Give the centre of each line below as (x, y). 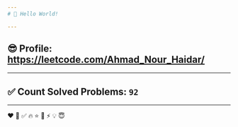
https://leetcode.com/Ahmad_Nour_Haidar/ (106, 60)
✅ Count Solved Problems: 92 (73, 91)
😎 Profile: (30, 49)
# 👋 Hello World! (33, 14)
